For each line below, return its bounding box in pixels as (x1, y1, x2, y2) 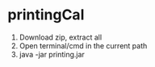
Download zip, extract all (19, 32, 103, 42)
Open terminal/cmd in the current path (19, 40, 148, 50)
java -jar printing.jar (19, 49, 86, 59)
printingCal (7, 6, 85, 24)
